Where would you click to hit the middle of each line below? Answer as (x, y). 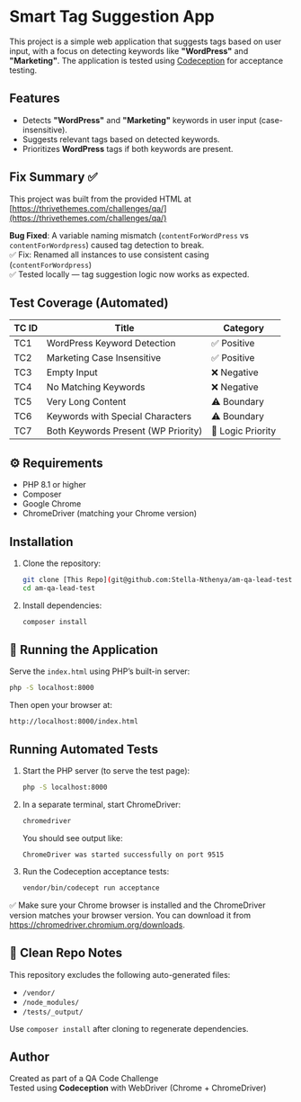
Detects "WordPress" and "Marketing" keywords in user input (139, 120)
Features (35, 99)
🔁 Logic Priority (243, 431)
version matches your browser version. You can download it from (130, 915)
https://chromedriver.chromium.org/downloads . (97, 925)
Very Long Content (86, 402)
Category (244, 328)
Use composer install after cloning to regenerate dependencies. (129, 1028)
